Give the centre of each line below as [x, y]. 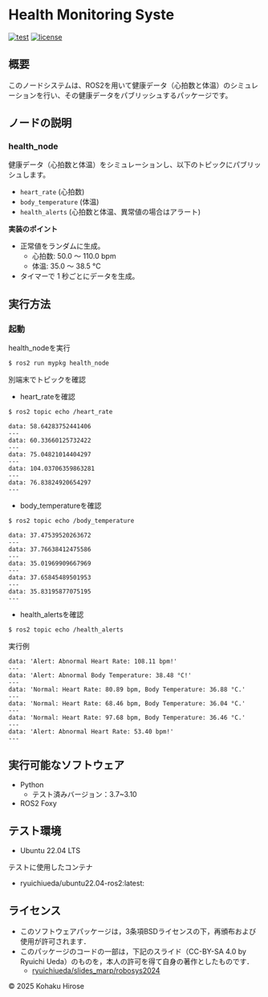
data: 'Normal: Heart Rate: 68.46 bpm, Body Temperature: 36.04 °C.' [127, 703]
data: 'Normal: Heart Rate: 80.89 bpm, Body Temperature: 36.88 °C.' [127, 689]
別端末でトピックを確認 [47, 380]
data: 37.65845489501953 [50, 577]
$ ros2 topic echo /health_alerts [66, 629]
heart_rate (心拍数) [52, 192]
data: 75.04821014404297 [50, 454]
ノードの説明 [40, 123]
